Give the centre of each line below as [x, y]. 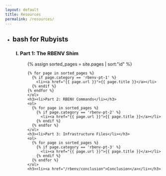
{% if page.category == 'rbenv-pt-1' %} [74, 78]
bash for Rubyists [40, 39]
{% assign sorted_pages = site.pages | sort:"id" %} [80, 64]
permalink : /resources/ [30, 19]
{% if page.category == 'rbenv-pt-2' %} [79, 112]
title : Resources [23, 14]
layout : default [22, 10]
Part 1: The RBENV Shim [49, 53]
